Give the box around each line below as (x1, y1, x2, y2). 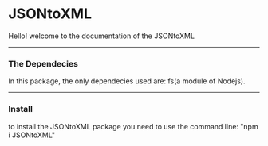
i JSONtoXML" (8, 130, 56, 140)
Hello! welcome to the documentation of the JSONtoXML (8, 31, 195, 40)
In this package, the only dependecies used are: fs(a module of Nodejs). (8, 76, 246, 86)
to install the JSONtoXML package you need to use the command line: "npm (8, 121, 258, 131)
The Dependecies (8, 58, 78, 69)
